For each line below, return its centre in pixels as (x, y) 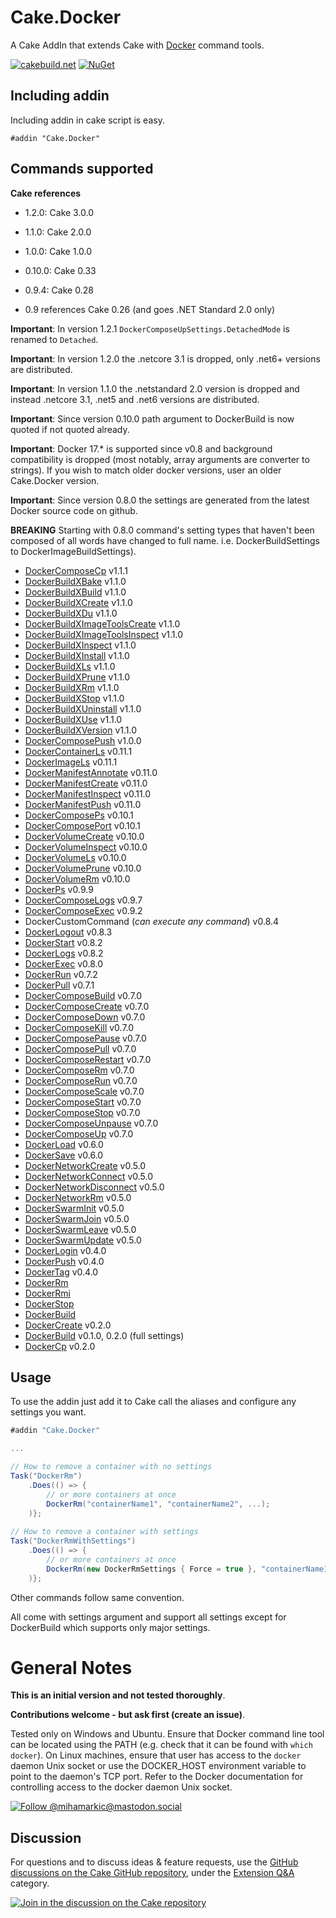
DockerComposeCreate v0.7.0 (87, 1006)
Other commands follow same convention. (97, 1597)
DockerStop (49, 1303)
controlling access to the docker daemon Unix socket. (121, 1787)
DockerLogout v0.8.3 (68, 932)
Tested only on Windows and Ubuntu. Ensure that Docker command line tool (167, 1734)
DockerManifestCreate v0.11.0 (86, 783)
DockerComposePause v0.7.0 (85, 1038)
